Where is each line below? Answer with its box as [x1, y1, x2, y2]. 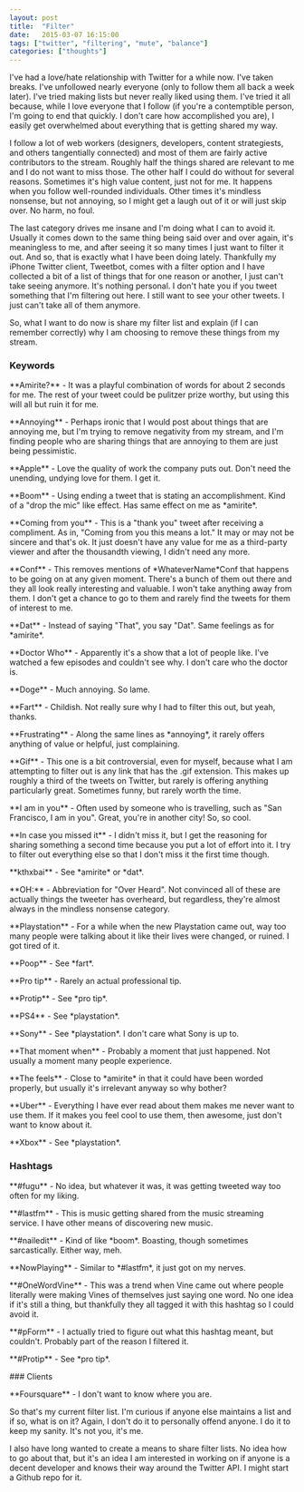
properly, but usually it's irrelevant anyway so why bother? [9, 1083, 228, 1094]
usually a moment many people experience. [9, 1056, 172, 1067]
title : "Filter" [9, 22, 75, 31]
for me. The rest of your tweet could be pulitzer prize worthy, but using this [9, 389, 290, 400]
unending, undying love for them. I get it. [9, 473, 161, 483]
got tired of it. [9, 941, 61, 951]
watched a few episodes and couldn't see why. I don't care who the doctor [9, 657, 289, 668]
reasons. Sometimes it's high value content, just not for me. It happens [9, 176, 273, 187]
